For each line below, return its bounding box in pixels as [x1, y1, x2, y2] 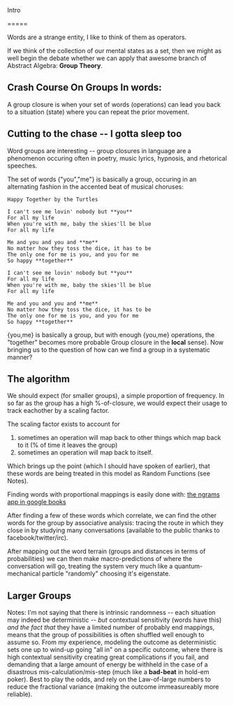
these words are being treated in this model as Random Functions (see [7, 469, 211, 478]
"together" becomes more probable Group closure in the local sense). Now [7, 338, 224, 346]
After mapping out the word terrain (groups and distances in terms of [7, 547, 206, 555]
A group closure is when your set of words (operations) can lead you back [7, 100, 221, 108]
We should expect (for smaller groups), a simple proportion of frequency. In [7, 392, 225, 400]
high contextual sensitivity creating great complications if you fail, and [7, 653, 210, 662]
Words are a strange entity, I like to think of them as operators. [7, 33, 187, 41]
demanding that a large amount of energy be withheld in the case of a [7, 660, 208, 669]
